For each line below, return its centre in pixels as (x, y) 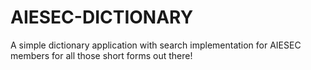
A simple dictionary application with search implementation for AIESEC (156, 45)
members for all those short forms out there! (101, 55)
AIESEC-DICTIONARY (102, 17)
